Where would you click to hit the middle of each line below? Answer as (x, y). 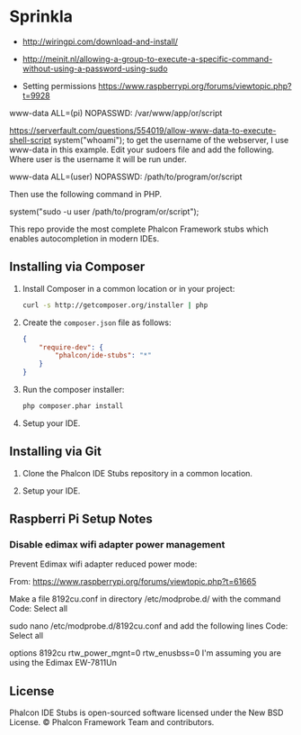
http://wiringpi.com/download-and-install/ (100, 41)
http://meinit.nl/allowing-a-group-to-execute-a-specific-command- (147, 59)
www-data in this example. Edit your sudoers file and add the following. (142, 150)
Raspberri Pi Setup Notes (81, 519)
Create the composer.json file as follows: (97, 322)
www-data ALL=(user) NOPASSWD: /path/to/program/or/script (126, 177)
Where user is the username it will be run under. (98, 159)
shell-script (31, 140)
